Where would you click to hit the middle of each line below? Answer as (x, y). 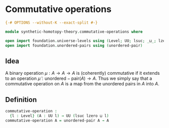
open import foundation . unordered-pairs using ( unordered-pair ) (74, 45)
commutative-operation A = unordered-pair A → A (57, 120)
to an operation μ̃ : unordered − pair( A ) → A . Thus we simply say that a (79, 78)
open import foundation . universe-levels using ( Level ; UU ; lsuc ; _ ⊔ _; (81, 41)
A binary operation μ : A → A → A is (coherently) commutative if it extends (82, 73)
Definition (21, 100)
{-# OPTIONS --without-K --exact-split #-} (52, 23)
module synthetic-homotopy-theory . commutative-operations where (74, 32)
